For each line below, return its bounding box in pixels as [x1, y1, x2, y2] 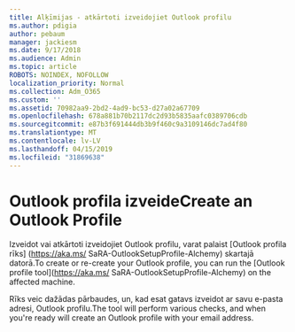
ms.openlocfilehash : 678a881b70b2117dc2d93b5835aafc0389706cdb [9, 112, 248, 120]
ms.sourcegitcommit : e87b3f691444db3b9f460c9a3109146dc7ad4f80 [9, 120, 248, 129]
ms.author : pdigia [9, 21, 77, 30]
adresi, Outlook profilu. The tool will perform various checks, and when [9, 303, 266, 314]
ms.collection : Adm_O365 [9, 87, 101, 96]
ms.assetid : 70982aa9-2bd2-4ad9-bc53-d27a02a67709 [9, 104, 200, 112]
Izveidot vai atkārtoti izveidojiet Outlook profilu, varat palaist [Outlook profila [9, 239, 287, 250]
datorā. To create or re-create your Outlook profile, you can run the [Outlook [9, 258, 285, 268]
